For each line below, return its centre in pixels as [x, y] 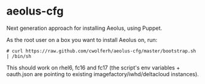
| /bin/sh [19, 56]
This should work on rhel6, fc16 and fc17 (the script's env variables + [93, 68]
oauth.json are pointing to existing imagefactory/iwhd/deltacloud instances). [103, 74]
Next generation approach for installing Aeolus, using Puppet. [84, 28]
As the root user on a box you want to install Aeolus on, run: [82, 40]
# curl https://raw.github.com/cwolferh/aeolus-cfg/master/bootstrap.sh [101, 51]
